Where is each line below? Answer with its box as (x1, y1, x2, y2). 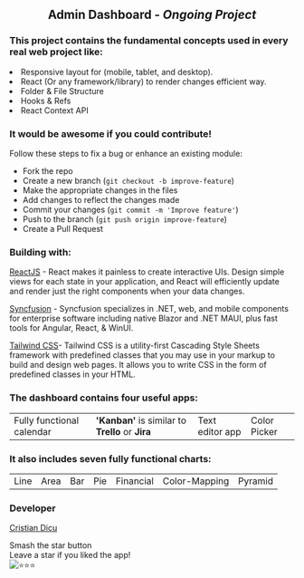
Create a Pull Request (22, 223, 104, 234)
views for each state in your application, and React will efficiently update (9, 276, 280, 287)
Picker (250, 425, 278, 438)
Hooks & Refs (21, 95, 71, 106)
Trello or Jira (95, 425, 152, 438)
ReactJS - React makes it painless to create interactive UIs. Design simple (9, 266, 285, 277)
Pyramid (238, 475, 274, 487)
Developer (9, 502, 56, 515)
